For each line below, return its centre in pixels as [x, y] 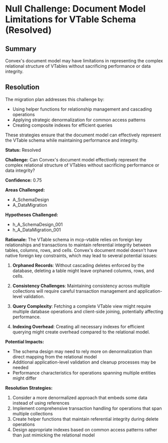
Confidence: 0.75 [24, 180]
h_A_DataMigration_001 [37, 230]
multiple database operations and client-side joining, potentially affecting [88, 311]
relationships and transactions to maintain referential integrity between [78, 245]
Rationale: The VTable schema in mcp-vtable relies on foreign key [74, 239]
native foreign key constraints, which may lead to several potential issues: [81, 255]
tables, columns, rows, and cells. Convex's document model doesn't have [81, 250]
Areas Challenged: [25, 190]
